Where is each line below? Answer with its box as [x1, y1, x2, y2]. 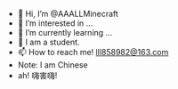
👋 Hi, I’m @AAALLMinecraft [17, 9, 118, 19]
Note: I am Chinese [17, 60, 88, 70]
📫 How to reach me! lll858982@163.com [17, 47, 169, 57]
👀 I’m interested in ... [17, 18, 93, 28]
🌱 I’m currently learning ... [17, 28, 113, 37]
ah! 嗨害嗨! [17, 70, 58, 80]
